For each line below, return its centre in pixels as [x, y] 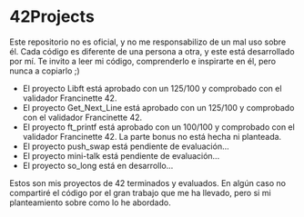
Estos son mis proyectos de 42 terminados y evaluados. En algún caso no [148, 182]
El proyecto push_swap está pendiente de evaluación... [126, 146]
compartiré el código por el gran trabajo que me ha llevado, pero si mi [140, 192]
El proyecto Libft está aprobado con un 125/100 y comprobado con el [152, 88]
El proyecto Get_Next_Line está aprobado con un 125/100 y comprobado [158, 107]
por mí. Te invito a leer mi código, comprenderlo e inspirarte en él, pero [142, 61]
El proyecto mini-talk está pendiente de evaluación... [121, 155]
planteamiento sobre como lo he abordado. [90, 202]
